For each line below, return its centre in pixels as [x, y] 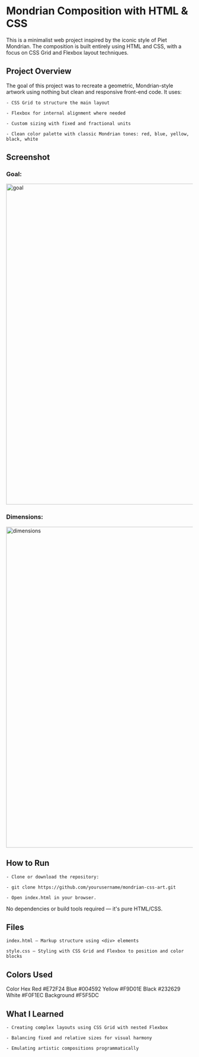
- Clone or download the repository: [53, 877]
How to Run [28, 863]
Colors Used [30, 975]
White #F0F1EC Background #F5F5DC [53, 995]
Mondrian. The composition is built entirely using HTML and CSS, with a [94, 46]
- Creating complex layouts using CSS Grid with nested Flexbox [87, 1027]
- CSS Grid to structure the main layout [58, 103]
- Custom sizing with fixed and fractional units [69, 123]
